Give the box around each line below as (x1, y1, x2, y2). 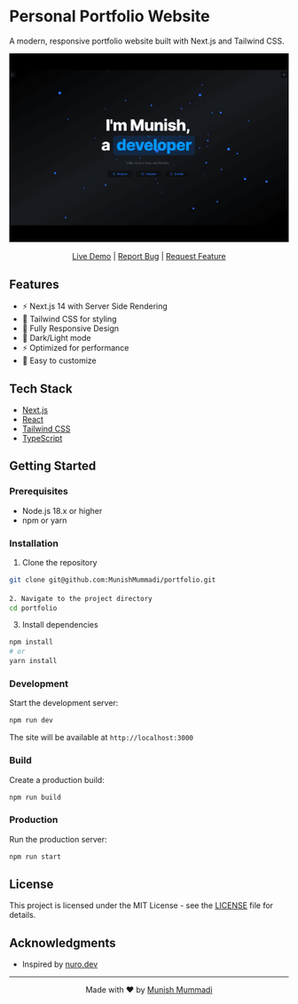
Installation (9, 537, 59, 549)
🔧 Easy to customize (21, 355, 98, 366)
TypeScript (21, 432, 63, 443)
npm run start (9, 852, 62, 861)
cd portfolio (9, 604, 58, 613)
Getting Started (9, 459, 97, 474)
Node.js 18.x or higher (21, 505, 103, 516)
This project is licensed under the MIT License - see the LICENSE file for (9, 900, 273, 911)
